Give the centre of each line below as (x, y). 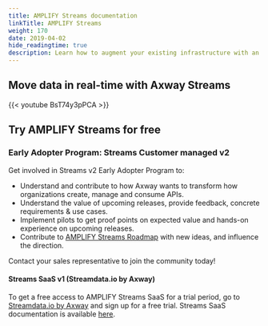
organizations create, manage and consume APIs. (102, 194)
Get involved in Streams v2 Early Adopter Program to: (96, 170)
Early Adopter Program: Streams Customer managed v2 (119, 153)
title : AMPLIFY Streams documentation (73, 16)
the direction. (42, 245)
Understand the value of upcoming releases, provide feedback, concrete (140, 203)
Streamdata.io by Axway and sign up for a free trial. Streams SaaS (117, 305)
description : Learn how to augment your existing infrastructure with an (134, 53)
